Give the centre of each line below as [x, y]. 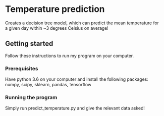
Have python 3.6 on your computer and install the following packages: [77, 79]
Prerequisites [22, 68]
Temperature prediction [55, 9]
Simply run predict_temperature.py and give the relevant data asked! [75, 108]
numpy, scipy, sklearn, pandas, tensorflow [48, 85]
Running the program [31, 97]
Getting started [29, 44]
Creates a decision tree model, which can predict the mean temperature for [82, 23]
